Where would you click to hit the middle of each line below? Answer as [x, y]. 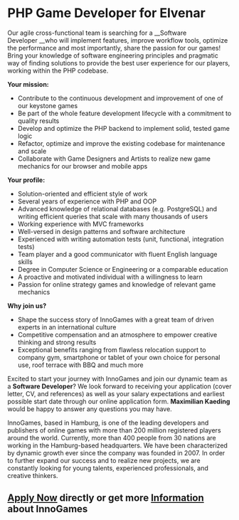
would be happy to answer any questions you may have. [90, 409]
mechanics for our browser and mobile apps [83, 166]
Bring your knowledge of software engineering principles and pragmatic [113, 55]
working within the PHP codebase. [58, 70]
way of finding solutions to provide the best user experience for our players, [119, 63]
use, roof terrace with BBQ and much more [80, 365]
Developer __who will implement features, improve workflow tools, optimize [118, 40]
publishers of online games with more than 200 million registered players [115, 430]
